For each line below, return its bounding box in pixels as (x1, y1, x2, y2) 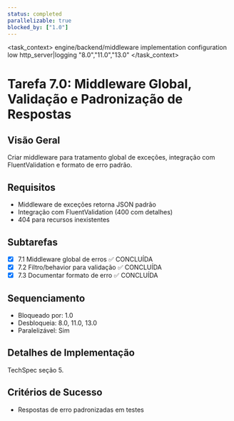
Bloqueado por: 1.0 (17, 311, 73, 319)
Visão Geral (7, 134, 61, 146)
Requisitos (7, 181, 56, 193)
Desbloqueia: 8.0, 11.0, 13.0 (17, 318, 98, 327)
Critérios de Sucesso (7, 386, 103, 399)
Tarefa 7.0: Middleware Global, (7, 76, 192, 92)
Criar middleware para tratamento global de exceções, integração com (7, 153, 215, 162)
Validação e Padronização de (7, 90, 183, 107)
